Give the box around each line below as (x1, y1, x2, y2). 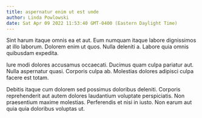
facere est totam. (6, 74, 49, 82)
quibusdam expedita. (6, 50, 59, 57)
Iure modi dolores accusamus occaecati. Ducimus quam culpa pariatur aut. (6, 61, 194, 68)
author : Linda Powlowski (6, 15, 69, 21)
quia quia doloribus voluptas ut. (6, 105, 85, 113)
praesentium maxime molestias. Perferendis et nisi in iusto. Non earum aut (6, 99, 192, 106)
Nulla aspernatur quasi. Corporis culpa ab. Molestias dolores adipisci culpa (6, 68, 194, 75)
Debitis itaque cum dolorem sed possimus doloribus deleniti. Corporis (6, 86, 181, 93)
